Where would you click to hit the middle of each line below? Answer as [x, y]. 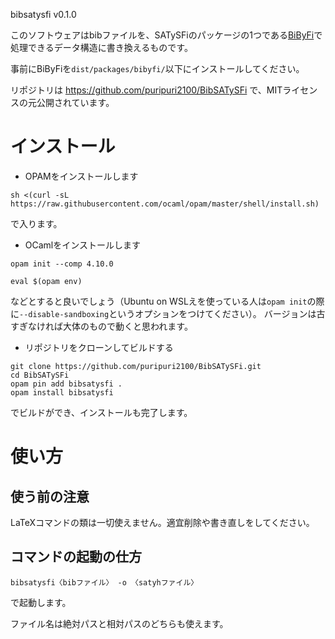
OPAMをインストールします [81, 176]
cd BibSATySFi [40, 375]
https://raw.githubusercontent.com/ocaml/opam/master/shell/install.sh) [165, 204]
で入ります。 [36, 223]
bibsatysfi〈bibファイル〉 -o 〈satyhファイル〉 [104, 582]
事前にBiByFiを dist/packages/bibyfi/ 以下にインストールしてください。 [157, 68]
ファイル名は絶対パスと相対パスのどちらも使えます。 [119, 623]
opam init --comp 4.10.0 [62, 264]
